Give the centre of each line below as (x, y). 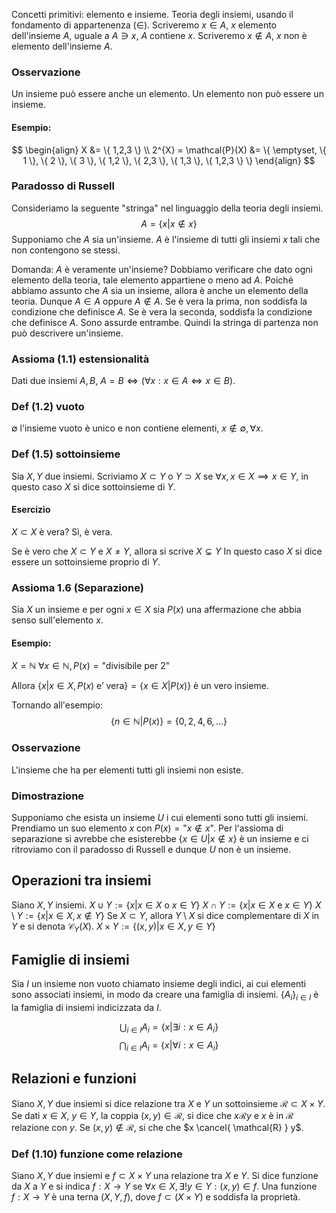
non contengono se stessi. (66, 250)
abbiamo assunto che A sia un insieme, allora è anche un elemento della (160, 290)
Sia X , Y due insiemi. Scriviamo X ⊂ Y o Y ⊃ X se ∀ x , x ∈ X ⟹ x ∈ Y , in (160, 476)
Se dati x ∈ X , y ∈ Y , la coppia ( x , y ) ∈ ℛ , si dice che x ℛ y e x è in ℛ (152, 1115)
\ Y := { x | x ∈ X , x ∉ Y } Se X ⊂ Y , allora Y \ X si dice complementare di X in (165, 915)
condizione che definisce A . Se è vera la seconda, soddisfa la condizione (162, 311)
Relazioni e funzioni (74, 1079)
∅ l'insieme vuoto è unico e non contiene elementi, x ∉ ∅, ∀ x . (137, 428)
